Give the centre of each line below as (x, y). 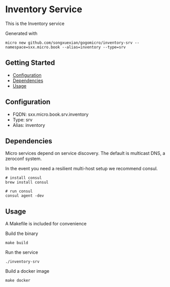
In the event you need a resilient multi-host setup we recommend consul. (82, 169)
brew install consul (27, 182)
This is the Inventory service (35, 23)
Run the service (22, 252)
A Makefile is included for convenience (46, 224)
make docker (18, 281)
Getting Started (30, 63)
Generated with (21, 33)
